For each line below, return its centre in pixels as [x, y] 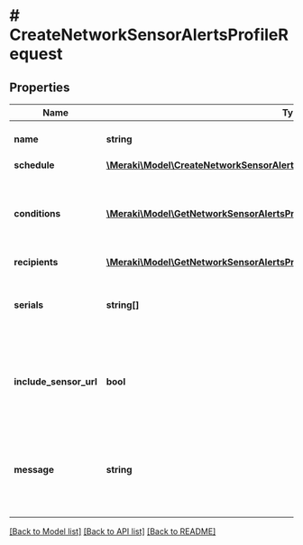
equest [36, 54]
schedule [34, 165]
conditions [37, 213]
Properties [40, 87]
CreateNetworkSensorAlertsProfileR [149, 35]
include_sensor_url [55, 382]
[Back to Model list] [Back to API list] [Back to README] [113, 531]
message [34, 470]
